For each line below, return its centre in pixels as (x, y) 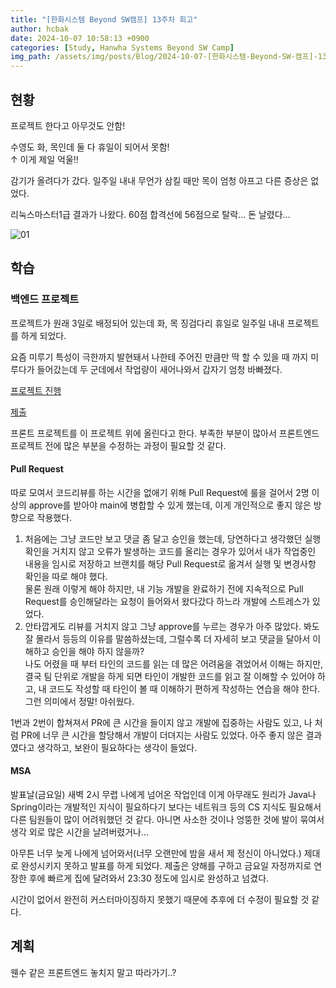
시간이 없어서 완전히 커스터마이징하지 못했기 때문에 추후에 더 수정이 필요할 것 (160, 900)
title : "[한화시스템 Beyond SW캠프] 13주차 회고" (104, 19)
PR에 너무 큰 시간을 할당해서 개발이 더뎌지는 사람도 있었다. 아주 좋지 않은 (162, 735)
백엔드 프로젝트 (45, 299)
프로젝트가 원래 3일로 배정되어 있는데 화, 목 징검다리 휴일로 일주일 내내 (147, 323)
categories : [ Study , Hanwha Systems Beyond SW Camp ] (122, 47)
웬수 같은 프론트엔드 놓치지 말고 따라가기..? (93, 972)
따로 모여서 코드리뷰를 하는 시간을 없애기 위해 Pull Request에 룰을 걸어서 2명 (160, 492)
